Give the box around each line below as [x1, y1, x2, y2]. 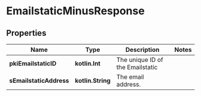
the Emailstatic [116, 63, 158, 71]
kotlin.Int [74, 60, 100, 67]
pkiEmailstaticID [9, 60, 57, 67]
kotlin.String [74, 76, 111, 85]
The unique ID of [116, 55, 163, 64]
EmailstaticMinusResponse [6, 4, 145, 18]
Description [125, 46, 160, 54]
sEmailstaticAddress [9, 76, 69, 85]
